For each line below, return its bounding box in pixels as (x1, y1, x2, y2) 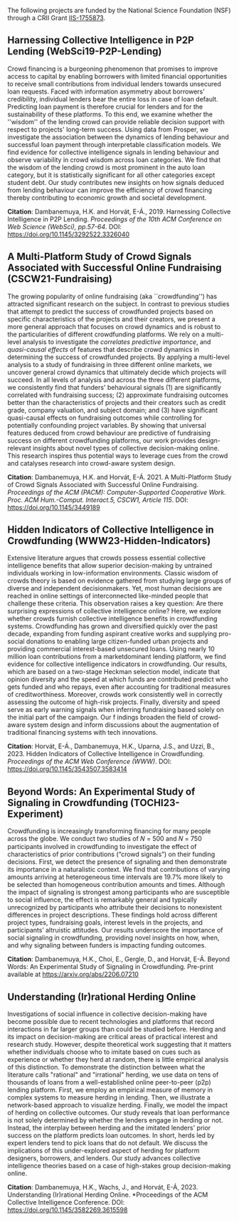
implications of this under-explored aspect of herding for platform (7, 1146, 200, 1155)
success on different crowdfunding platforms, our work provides (7, 436, 197, 445)
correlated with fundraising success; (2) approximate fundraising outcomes (7, 391, 229, 399)
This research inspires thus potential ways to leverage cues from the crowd (7, 451, 228, 460)
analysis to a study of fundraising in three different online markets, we (7, 360, 213, 368)
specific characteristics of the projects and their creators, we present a (7, 314, 216, 323)
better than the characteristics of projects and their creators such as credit (7, 398, 226, 406)
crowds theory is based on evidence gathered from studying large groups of (7, 576, 231, 585)
